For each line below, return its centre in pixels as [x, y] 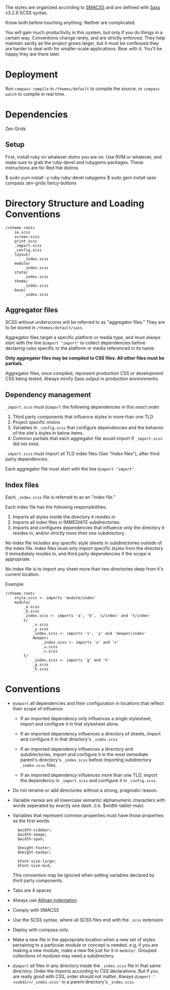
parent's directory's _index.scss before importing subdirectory [86, 760]
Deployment [32, 74]
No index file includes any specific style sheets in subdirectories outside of [84, 543]
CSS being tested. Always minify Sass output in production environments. [82, 379]
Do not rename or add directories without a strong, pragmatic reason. [85, 790]
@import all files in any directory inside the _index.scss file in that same [87, 966]
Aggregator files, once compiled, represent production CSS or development [84, 374]
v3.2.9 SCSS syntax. [27, 13]
